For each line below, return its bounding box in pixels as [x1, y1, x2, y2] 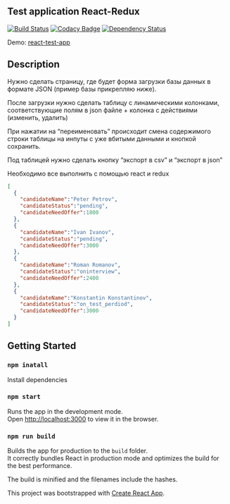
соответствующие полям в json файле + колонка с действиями [7, 106, 198, 114]
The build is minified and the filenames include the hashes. [7, 475, 178, 484]
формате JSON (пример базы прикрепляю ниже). [7, 85, 157, 93]
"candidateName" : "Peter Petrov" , [20, 196, 118, 203]
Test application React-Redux [7, 6, 140, 18]
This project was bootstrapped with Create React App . [7, 489, 165, 498]
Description [7, 59, 60, 70]
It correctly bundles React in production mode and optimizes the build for [7, 454, 219, 462]
